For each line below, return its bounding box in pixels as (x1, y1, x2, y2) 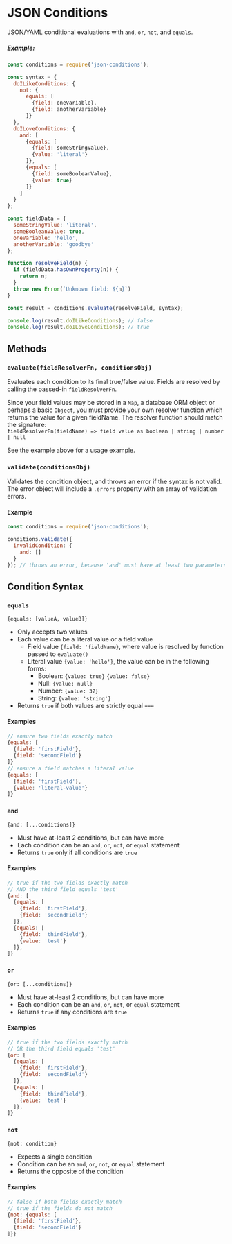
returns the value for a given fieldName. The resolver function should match (7, 413, 223, 421)
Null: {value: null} (37, 680, 93, 688)
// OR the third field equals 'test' (7, 1045, 116, 1052)
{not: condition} (7, 1140, 57, 1147)
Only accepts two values (17, 628, 88, 636)
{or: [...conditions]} (7, 980, 72, 987)
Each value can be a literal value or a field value (17, 635, 153, 643)
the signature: (7, 420, 47, 429)
